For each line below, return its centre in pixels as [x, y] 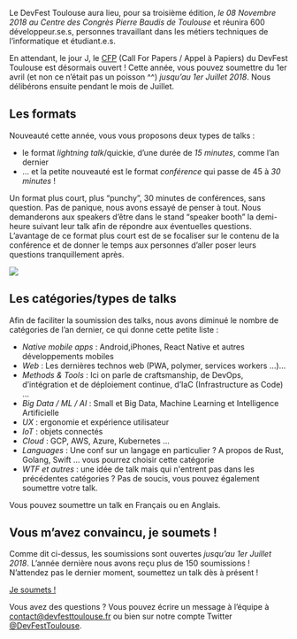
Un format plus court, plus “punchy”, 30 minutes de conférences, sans [137, 197]
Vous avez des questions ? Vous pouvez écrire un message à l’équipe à [139, 607]
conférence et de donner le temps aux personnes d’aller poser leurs [133, 245]
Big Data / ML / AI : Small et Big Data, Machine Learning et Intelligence [150, 403]
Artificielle [40, 412]
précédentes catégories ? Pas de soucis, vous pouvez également [141, 478]
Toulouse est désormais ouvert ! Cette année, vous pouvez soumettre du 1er [148, 67]
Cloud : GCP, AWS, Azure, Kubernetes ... [95, 441]
